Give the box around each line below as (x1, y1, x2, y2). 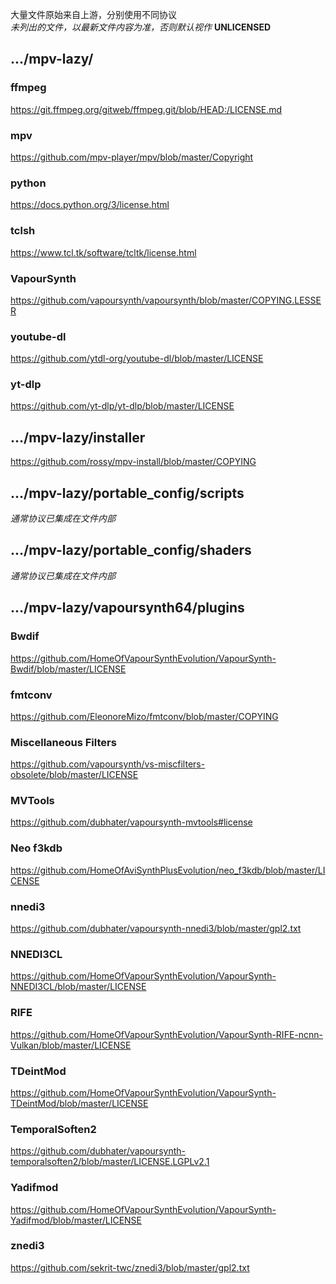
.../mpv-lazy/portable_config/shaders (10, 542, 252, 559)
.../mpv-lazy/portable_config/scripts (10, 484, 245, 502)
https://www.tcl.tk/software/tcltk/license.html (10, 246, 197, 258)
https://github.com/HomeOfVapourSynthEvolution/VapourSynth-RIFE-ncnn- (10, 1028, 324, 1040)
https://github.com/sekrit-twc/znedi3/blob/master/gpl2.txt (10, 1261, 250, 1273)
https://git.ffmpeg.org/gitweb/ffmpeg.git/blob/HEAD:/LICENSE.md (10, 103, 283, 115)
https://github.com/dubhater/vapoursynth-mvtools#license (10, 816, 253, 828)
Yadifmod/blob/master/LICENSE (10, 1214, 142, 1226)
